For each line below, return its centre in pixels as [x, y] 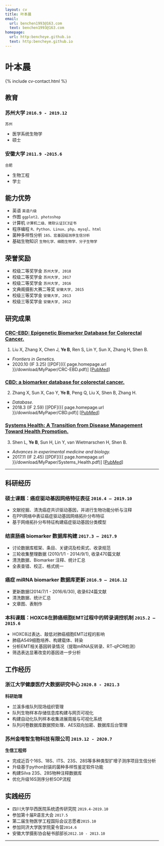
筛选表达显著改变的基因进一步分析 [46, 653]
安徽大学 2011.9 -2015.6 [34, 154]
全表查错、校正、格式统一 [38, 566]
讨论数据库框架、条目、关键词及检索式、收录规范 [61, 548]
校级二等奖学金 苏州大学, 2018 [42, 271]
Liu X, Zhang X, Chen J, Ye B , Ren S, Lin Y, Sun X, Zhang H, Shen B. [80, 349]
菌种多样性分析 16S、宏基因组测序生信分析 [51, 235]
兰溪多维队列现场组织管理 [38, 706]
